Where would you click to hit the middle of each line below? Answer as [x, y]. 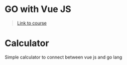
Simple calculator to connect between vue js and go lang [63, 57]
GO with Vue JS [38, 9]
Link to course [32, 23]
